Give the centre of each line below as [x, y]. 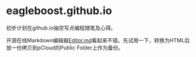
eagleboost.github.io [59, 11]
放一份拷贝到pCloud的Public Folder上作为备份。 [65, 48]
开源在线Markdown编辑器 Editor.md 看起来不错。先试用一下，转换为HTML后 [98, 40]
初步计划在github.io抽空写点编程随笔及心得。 [61, 28]
